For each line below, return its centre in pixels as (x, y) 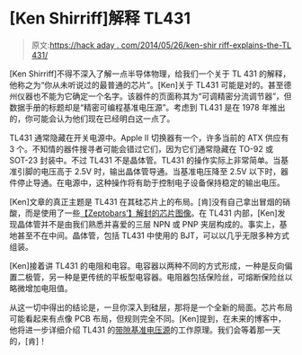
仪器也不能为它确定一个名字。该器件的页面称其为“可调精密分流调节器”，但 (154, 96)
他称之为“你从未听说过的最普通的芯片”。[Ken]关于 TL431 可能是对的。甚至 (147, 84)
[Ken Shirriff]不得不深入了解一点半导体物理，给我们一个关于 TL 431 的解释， (150, 74)
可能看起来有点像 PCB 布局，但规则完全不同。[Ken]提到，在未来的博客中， (147, 318)
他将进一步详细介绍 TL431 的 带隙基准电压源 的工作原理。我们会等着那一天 (145, 330)
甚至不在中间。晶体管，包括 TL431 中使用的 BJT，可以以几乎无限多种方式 (153, 235)
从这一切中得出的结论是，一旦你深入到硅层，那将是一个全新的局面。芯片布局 (151, 307)
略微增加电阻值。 (41, 288)
